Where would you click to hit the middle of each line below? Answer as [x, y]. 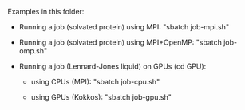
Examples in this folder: [46, 12]
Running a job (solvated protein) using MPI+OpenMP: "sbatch [121, 42]
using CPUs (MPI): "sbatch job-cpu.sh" [95, 82]
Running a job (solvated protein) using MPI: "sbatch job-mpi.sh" [124, 27]
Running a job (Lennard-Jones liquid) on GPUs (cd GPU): [113, 66]
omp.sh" [33, 51]
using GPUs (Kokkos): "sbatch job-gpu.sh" [101, 97]
